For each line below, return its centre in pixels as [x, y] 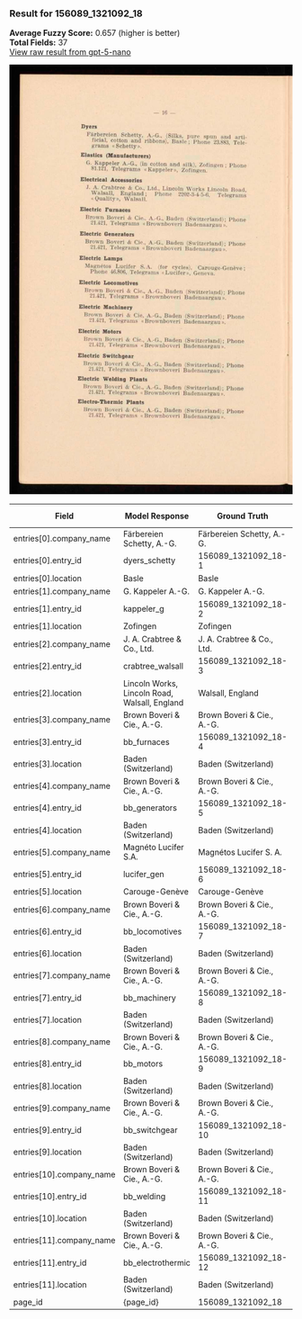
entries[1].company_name [62, 591]
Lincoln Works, [150, 683]
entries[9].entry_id [48, 1130]
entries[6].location [48, 953]
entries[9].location [48, 1152]
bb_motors [143, 1063]
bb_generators [150, 808]
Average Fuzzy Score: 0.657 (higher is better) [95, 33]
